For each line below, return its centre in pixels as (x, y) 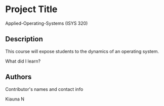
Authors (18, 77)
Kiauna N (15, 99)
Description (24, 39)
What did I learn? (23, 61)
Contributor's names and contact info (44, 89)
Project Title (31, 9)
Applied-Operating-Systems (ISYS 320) (47, 23)
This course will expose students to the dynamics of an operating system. (82, 51)
